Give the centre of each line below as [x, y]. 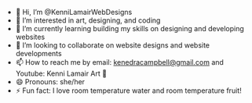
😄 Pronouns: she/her [50, 82]
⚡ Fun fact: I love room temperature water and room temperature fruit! [128, 91]
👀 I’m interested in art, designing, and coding [88, 20]
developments [38, 53]
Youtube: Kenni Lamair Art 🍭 [61, 73]
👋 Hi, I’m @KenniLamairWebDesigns [74, 12]
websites [30, 37]
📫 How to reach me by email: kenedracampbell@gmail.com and [119, 62]
